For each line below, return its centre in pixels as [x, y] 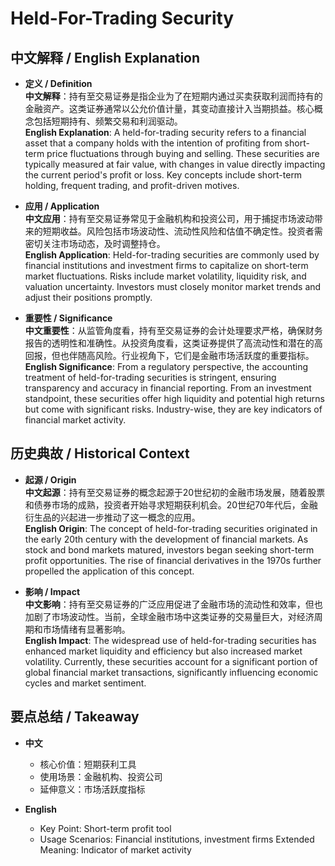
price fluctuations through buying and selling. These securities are [183, 153]
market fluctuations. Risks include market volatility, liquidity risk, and [165, 276]
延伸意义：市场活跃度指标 [92, 789]
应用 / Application [62, 206]
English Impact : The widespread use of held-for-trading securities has [170, 640]
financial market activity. [75, 420]
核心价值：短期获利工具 [88, 764]
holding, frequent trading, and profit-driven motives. [132, 185]
